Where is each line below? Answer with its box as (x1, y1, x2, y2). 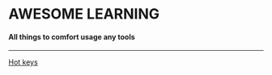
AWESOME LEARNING (8, 5, 160, 23)
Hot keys (8, 57, 38, 67)
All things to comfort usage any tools (8, 31, 135, 41)
